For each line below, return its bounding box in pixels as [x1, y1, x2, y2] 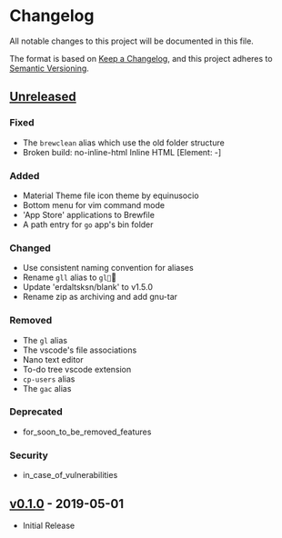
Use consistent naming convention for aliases [22, 263, 194, 274]
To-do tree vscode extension [22, 364, 132, 374]
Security [9, 449, 48, 462]
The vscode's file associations [22, 344, 137, 355]
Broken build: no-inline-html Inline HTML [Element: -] [22, 146, 222, 157]
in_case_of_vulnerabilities [22, 470, 118, 481]
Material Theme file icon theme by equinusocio [22, 190, 199, 201]
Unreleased [9, 89, 77, 105]
